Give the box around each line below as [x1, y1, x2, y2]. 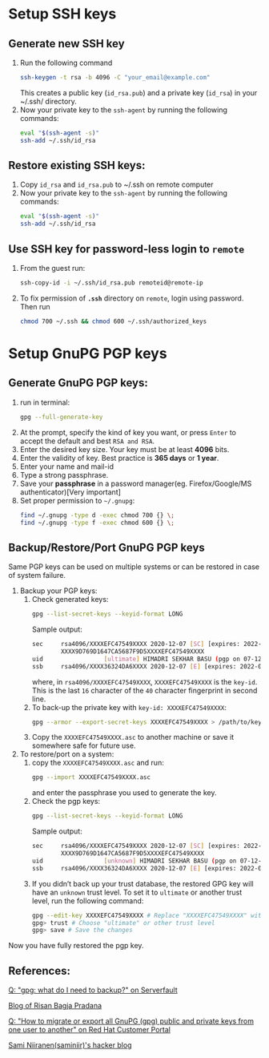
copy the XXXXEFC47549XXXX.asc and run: [31, 758, 164, 768]
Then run [19, 301, 50, 311]
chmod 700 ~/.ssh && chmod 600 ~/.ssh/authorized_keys [19, 317, 207, 325]
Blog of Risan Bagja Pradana [8, 1001, 102, 1011]
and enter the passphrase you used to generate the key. [31, 788, 217, 798]
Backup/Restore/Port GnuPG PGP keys [8, 540, 206, 554]
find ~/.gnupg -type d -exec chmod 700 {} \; [19, 511, 175, 519]
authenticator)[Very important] [19, 487, 122, 497]
